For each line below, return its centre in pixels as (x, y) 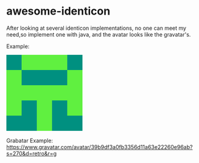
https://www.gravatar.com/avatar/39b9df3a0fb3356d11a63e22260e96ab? (100, 147)
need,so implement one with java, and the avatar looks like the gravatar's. (99, 34)
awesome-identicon (58, 11)
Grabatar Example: (30, 140)
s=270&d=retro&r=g (31, 153)
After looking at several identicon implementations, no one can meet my (96, 28)
